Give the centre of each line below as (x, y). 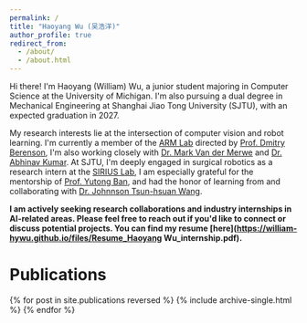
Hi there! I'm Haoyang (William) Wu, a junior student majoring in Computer (149, 86)
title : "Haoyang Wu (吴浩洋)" (65, 26)
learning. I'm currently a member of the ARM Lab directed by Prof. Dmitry (148, 143)
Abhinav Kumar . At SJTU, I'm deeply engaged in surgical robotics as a (141, 162)
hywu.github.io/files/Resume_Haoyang (86, 238)
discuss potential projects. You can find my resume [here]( (123, 228)
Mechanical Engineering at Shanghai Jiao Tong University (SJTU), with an (148, 105)
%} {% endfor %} (42, 309)
